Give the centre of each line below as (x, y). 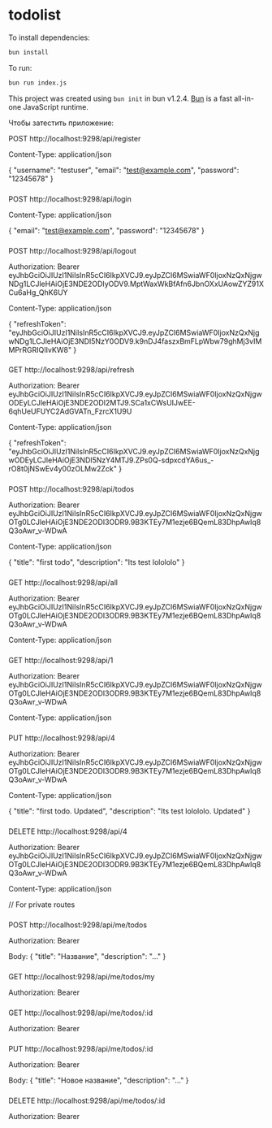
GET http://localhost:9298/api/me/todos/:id (80, 1013)
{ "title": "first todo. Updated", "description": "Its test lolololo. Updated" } (130, 811)
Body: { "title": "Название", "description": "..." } (87, 956)
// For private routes (42, 905)
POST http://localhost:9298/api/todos (71, 489)
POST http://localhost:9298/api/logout (72, 250)
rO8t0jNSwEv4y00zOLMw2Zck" (63, 469)
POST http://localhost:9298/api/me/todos (78, 925)
